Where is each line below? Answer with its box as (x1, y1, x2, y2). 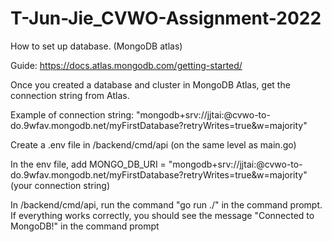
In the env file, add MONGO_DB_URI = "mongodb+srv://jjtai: (10, 158, 257, 170)
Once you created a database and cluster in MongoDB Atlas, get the (10, 78, 291, 91)
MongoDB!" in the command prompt (10, 220, 160, 232)
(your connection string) (10, 179, 110, 191)
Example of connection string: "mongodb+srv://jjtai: (10, 108, 225, 121)
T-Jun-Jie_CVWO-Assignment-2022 (10, 7, 322, 30)
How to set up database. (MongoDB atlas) (10, 40, 183, 52)
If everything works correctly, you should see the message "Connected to (10, 209, 315, 221)
